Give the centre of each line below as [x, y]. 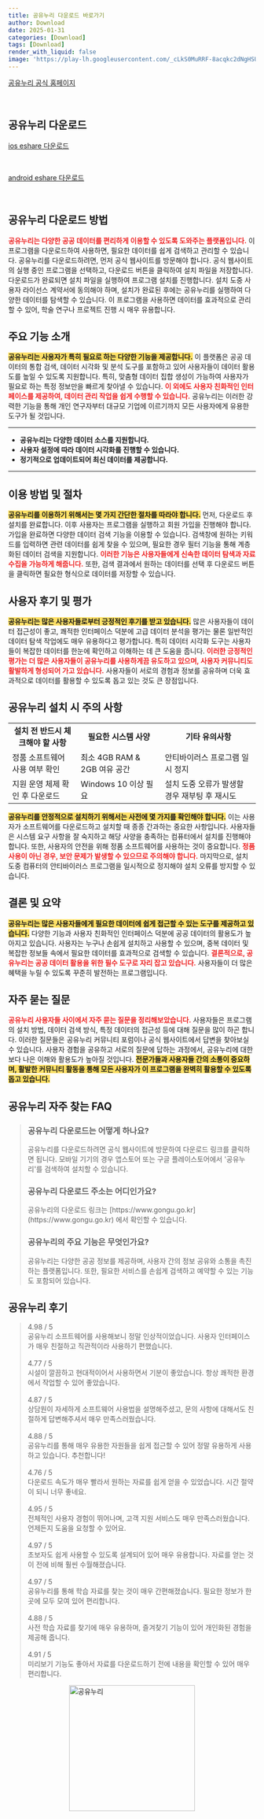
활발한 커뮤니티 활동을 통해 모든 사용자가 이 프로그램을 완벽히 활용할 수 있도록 [135, 1069]
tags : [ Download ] [37, 45]
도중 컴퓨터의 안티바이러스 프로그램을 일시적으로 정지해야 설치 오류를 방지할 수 [128, 866]
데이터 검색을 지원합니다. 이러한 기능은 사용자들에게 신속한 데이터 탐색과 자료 [139, 554]
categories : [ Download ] [47, 37]
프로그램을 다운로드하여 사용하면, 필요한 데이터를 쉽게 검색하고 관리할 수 [118, 250]
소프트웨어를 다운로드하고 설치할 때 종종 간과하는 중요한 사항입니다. [125, 826]
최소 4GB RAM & [110, 757]
